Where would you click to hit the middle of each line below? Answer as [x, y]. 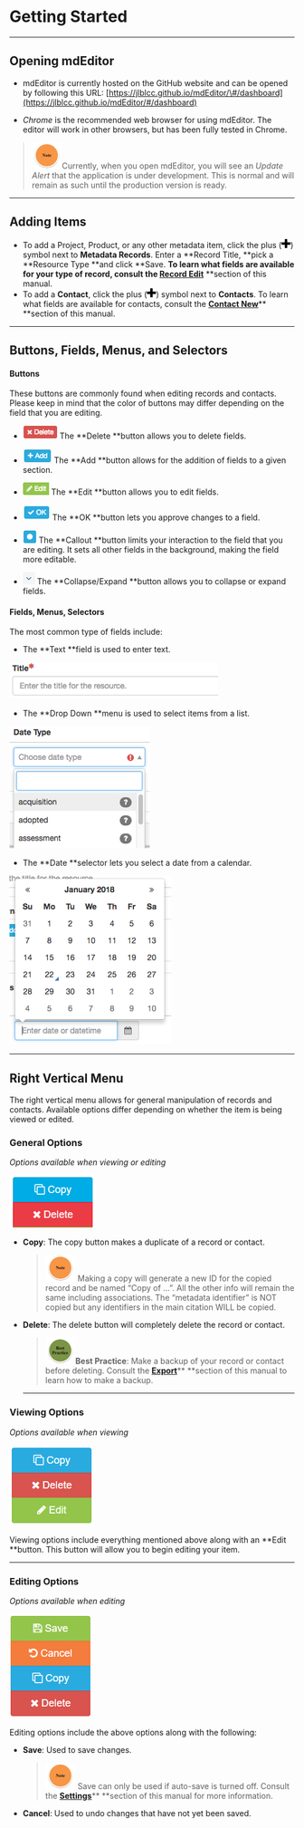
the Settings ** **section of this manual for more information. [159, 1796]
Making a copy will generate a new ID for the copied [175, 1278]
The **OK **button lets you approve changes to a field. [156, 517]
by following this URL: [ [66, 92]
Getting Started [69, 17]
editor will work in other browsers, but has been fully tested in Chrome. [155, 130]
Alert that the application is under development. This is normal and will [163, 175]
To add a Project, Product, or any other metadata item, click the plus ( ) [158, 245]
